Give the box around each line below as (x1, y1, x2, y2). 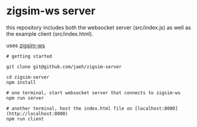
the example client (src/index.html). (6, 30, 94, 37)
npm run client (6, 116, 44, 122)
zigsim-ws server (6, 4, 96, 18)
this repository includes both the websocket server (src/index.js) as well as (6, 24, 192, 31)
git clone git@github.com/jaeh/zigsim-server (6, 64, 122, 70)
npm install (6, 79, 36, 85)
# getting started (6, 53, 52, 59)
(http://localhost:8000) (6, 110, 68, 117)
